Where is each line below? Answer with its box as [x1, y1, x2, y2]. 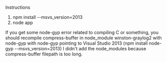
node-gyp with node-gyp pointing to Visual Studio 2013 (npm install [5, 40, 148, 46]
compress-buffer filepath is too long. [5, 51, 83, 57]
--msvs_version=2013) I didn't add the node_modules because [14, 46, 147, 51]
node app [12, 20, 33, 25]
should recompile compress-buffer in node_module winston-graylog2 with [5, 35, 162, 41]
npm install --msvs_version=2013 [12, 14, 83, 20]
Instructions [5, 5, 31, 10]
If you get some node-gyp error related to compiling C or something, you [5, 29, 159, 35]
